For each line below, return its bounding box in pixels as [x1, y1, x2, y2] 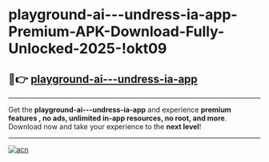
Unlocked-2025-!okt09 [8, 40, 167, 57]
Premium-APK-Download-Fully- [8, 22, 225, 41]
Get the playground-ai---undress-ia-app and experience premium [8, 105, 232, 114]
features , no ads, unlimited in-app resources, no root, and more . [8, 113, 227, 123]
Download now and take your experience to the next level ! [8, 122, 202, 131]
